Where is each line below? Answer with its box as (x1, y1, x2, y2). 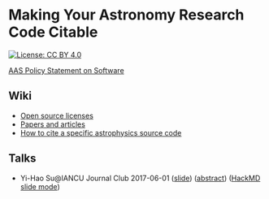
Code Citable (8, 23, 98, 41)
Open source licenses (20, 110, 93, 120)
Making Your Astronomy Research (8, 6, 245, 24)
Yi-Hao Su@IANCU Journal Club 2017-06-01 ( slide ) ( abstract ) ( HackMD (20, 173, 261, 183)
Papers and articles (20, 119, 85, 129)
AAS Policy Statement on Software (8, 65, 124, 75)
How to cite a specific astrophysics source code (20, 128, 182, 137)
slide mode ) (20, 181, 60, 192)
